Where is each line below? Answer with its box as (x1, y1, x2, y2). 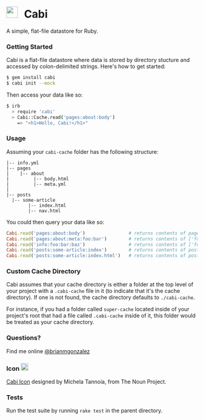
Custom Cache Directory (6, 267, 81, 276)
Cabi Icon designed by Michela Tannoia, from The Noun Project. (6, 378, 167, 385)
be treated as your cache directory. (6, 318, 95, 326)
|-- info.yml (6, 160, 39, 166)
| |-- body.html (6, 176, 69, 182)
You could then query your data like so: (6, 218, 104, 225)
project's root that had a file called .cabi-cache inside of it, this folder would (6, 312, 196, 319)
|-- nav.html (28, 207, 61, 214)
